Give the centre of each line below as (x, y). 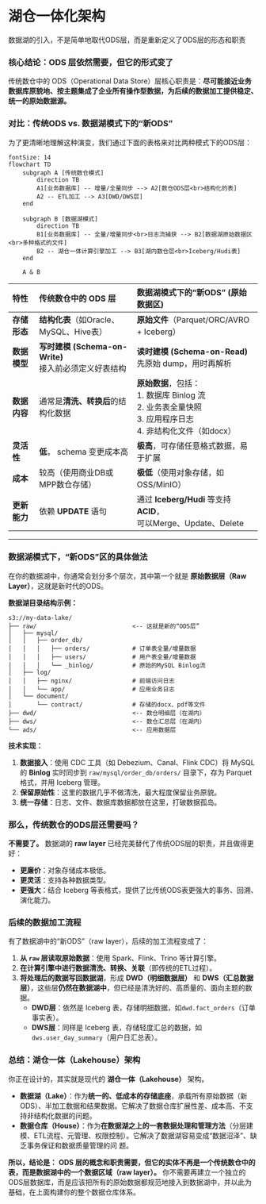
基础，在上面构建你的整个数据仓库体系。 (74, 1192)
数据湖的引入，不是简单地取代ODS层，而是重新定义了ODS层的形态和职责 (127, 40)
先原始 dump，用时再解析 (184, 364)
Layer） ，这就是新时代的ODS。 (58, 586)
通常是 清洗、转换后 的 (79, 401)
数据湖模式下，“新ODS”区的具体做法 (78, 557)
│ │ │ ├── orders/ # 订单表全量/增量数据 (102, 648)
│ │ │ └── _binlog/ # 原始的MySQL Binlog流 (107, 665)
